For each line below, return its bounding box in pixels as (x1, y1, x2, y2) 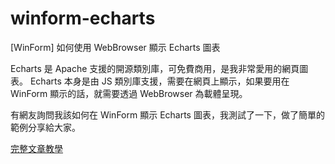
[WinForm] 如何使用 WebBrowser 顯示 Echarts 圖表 (10, 41, 221, 53)
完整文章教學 (10, 142, 63, 154)
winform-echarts (10, 7, 156, 30)
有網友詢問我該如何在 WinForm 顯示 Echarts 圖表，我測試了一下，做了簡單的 (10, 108, 325, 121)
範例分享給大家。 (10, 121, 81, 133)
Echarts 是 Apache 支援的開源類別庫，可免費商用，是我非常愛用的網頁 (10, 62, 300, 74)
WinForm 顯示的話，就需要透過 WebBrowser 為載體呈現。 (10, 87, 248, 99)
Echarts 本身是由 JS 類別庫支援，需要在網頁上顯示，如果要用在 (29, 75, 290, 87)
